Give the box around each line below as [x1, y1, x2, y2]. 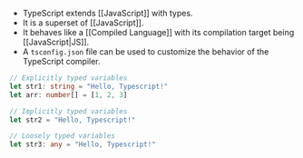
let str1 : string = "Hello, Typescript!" [9, 82, 169, 91]
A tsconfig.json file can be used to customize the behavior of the [22, 46, 269, 57]
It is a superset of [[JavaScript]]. [22, 17, 144, 28]
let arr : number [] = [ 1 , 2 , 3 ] [9, 90, 128, 99]
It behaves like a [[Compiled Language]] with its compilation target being [22, 27, 295, 37]
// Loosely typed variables [9, 132, 116, 141]
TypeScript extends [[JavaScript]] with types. [22, 8, 193, 18]
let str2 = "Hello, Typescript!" [9, 115, 136, 124]
